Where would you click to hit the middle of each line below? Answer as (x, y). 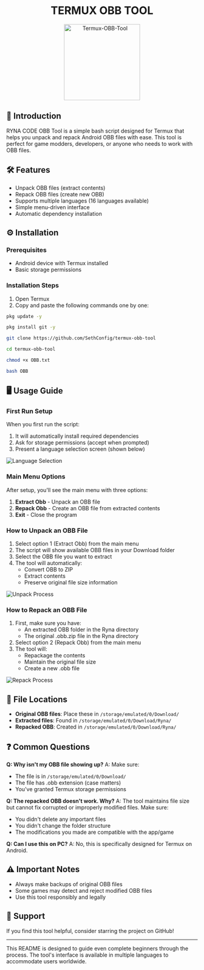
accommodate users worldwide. (46, 961)
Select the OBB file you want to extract (63, 556)
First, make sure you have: (48, 623)
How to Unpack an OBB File (47, 530)
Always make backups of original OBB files (69, 884)
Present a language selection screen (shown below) (80, 449)
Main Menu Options (36, 477)
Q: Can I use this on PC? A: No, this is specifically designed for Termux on (99, 844)
